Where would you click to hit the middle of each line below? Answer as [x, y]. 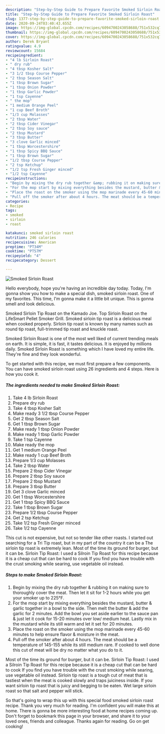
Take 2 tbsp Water [31, 465]
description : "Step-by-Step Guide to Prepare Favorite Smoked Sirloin [79, 10]
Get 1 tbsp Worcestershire [39, 497]
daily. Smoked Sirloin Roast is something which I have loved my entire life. [80, 349]
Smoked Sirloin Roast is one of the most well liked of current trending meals [82, 338]
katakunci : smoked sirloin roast [40, 233]
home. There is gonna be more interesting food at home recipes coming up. [82, 710]
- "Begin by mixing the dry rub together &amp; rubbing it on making [78, 183]
